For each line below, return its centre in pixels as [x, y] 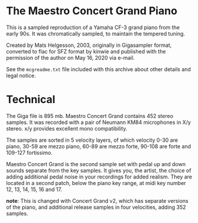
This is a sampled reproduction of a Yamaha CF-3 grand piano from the [93, 27]
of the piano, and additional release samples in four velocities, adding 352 [96, 207]
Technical [31, 100]
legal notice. [21, 75]
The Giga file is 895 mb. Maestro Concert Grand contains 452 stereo [90, 116]
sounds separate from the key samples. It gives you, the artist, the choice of [99, 170]
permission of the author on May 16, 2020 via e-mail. [70, 58]
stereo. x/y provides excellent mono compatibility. [67, 128]
